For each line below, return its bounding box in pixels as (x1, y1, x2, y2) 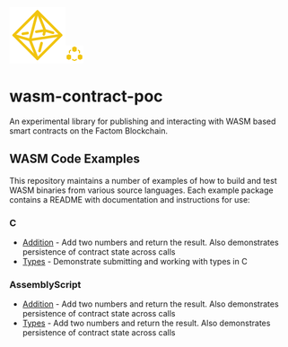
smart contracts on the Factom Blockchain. (9, 125, 169, 136)
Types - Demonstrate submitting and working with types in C (22, 256, 249, 267)
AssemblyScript (9, 278, 82, 291)
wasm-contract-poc (9, 86, 163, 107)
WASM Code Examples (9, 152, 141, 167)
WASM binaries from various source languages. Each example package (9, 185, 274, 195)
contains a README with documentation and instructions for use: (9, 194, 250, 204)
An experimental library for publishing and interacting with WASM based (9, 116, 276, 126)
